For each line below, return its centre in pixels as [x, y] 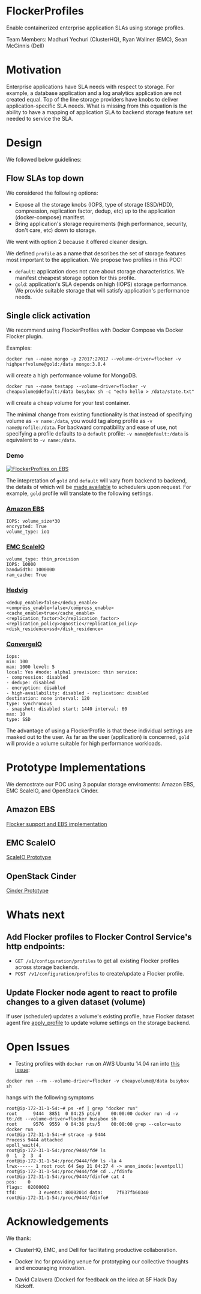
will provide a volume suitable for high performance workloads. [84, 743]
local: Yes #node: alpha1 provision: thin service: [72, 672]
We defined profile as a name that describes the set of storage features [96, 253]
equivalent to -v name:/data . [41, 440]
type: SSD [19, 719]
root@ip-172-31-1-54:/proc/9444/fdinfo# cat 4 [65, 1177]
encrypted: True [26, 527]
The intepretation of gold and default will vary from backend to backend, [97, 480]
